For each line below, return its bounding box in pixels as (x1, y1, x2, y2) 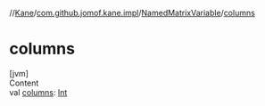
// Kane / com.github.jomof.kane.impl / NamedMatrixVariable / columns (9, 8, 256, 18)
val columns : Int (9, 86, 68, 97)
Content (9, 77, 39, 88)
